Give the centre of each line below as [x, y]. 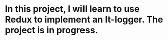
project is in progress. [52, 30]
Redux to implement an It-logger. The [84, 20]
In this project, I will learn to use [72, 9]
